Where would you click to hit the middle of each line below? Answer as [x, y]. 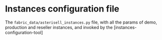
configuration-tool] [24, 32]
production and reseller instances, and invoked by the [59, 27]
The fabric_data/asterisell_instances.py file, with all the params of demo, [81, 22]
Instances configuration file [62, 9]
